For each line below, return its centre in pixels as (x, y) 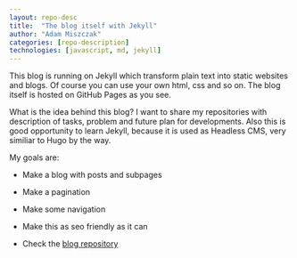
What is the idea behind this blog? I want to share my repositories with (138, 112)
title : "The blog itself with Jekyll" (83, 26)
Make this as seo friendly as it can (85, 227)
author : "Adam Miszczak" (55, 34)
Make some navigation (64, 209)
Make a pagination (56, 192)
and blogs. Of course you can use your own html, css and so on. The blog (145, 85)
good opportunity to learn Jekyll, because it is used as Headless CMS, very (148, 131)
